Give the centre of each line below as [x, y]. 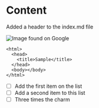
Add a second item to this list [50, 93]
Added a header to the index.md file [50, 27]
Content [27, 10]
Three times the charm [42, 100]
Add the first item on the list [48, 86]
